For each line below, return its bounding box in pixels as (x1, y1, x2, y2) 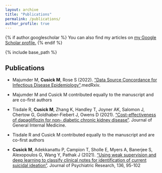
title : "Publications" (5, 12, 52, 17)
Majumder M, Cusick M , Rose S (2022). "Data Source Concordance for (12, 77, 157, 83)
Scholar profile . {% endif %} (5, 40, 63, 46)
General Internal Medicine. (12, 122, 67, 129)
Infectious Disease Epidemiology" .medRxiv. (12, 82, 101, 88)
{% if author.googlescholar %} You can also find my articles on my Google (5, 35, 157, 41)
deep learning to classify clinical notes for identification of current (12, 157, 147, 163)
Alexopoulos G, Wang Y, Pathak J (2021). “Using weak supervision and (12, 152, 157, 158)
